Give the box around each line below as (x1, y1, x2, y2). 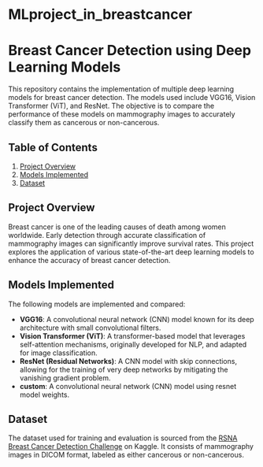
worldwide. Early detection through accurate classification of (8, 230, 206, 239)
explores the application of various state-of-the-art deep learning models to (8, 246, 254, 257)
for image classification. (19, 348, 98, 358)
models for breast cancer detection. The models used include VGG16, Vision (8, 93, 256, 102)
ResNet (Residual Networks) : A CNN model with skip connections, (19, 356, 238, 365)
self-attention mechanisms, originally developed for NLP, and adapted (19, 339, 247, 349)
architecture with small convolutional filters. (19, 323, 161, 332)
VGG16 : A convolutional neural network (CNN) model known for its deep (19, 314, 254, 324)
